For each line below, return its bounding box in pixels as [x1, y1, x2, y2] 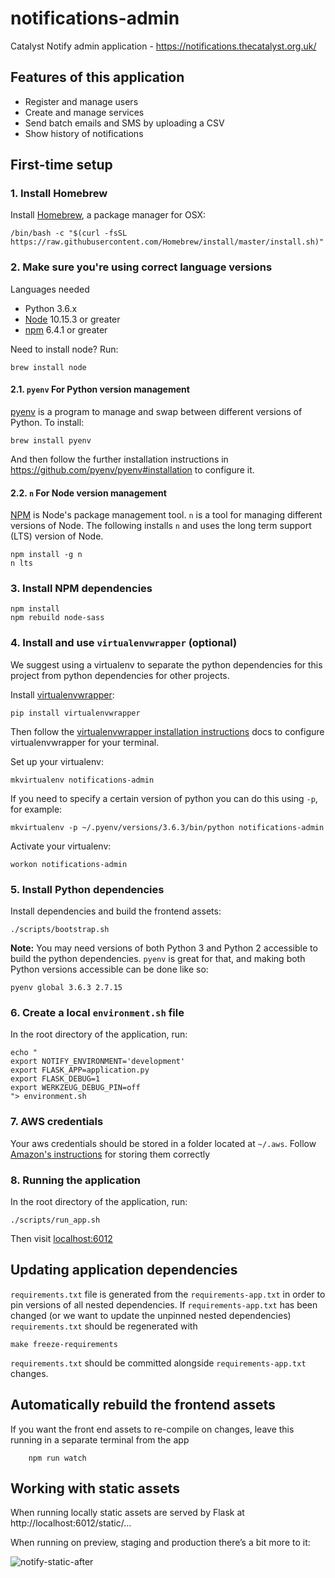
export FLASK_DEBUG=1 [10, 1074, 101, 1084]
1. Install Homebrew [10, 187, 108, 201]
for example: [10, 803, 63, 815]
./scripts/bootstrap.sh [10, 925, 110, 935]
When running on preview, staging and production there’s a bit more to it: [10, 1537, 311, 1549]
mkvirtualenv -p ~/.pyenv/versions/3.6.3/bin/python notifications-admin [10, 822, 325, 832]
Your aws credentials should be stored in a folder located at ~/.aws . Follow [10, 1137, 317, 1149]
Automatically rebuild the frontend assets [10, 1397, 276, 1414]
